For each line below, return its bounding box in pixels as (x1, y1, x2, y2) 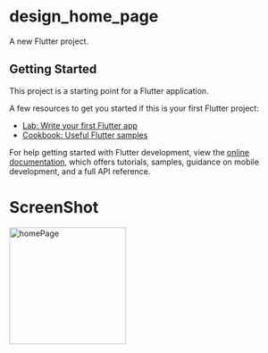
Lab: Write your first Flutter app (21, 120, 138, 130)
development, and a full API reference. (9, 165, 151, 176)
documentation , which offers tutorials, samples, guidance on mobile (9, 156, 259, 167)
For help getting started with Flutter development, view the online (9, 147, 250, 157)
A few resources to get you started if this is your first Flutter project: (9, 103, 259, 113)
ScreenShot (9, 197, 99, 217)
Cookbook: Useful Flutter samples (21, 130, 148, 140)
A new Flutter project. (9, 36, 89, 46)
